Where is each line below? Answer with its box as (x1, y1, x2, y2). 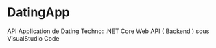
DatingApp (7, 5, 70, 20)
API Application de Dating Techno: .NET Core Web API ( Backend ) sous (7, 27, 210, 35)
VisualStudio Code (7, 34, 60, 42)
